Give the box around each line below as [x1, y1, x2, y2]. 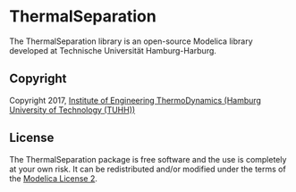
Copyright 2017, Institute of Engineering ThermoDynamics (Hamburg [9, 95, 262, 105]
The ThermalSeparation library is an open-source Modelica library [9, 36, 253, 46]
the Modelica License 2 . [9, 172, 98, 184]
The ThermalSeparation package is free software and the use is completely [9, 154, 287, 164]
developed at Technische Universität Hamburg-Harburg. [9, 45, 217, 55]
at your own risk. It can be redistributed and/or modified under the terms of [9, 163, 286, 174]
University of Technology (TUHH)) [9, 104, 136, 115]
